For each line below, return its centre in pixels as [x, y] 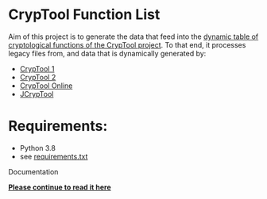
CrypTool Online [46, 86]
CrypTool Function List [84, 15]
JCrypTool [37, 94]
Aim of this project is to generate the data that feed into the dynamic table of [133, 36]
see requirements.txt [54, 156]
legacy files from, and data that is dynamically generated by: [107, 53]
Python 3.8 [37, 147]
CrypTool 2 [38, 77]
